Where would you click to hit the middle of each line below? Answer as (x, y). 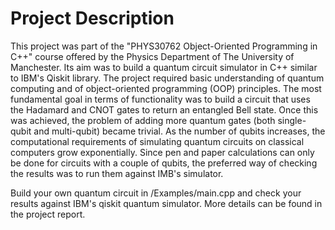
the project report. (48, 214)
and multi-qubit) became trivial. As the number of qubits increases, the (179, 131)
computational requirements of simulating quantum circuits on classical (157, 141)
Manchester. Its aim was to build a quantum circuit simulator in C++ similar (164, 67)
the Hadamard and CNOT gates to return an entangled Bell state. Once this (164, 109)
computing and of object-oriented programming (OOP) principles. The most (166, 88)
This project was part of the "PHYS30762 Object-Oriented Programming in (164, 46)
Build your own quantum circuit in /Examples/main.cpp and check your (156, 193)
